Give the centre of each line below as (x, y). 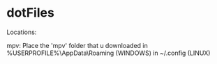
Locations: (22, 32)
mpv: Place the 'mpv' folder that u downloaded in (77, 45)
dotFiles (31, 13)
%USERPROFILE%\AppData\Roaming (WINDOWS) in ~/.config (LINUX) (108, 53)
